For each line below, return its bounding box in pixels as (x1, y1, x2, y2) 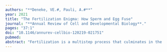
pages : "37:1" (5, 26, 35, 31)
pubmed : (5, 35, 21, 40)
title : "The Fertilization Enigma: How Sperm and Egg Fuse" (5, 16, 133, 21)
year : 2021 (5, 12, 28, 17)
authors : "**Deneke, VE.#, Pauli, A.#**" (5, 7, 93, 12)
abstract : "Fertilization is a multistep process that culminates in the (5, 40, 162, 45)
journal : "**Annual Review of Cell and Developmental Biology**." (5, 21, 146, 26)
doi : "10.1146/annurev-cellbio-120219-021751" (5, 30, 104, 35)
